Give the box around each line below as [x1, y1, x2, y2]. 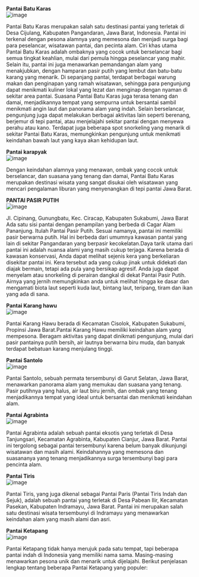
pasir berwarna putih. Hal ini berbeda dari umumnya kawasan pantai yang [6, 233, 187, 241]
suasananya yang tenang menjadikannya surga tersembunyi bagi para [6, 455, 178, 461]
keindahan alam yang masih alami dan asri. [6, 516, 112, 523]
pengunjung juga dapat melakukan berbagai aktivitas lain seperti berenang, [6, 111, 191, 118]
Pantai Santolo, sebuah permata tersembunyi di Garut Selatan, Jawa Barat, [6, 375, 189, 382]
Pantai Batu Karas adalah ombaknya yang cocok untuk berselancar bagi [6, 48, 182, 55]
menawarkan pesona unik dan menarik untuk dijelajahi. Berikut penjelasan [6, 558, 188, 564]
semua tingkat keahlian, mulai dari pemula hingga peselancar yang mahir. [6, 55, 186, 61]
